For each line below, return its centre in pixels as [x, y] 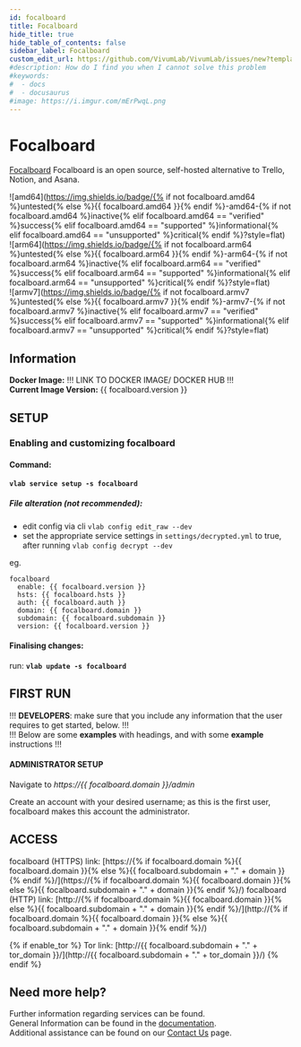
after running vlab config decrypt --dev [97, 545]
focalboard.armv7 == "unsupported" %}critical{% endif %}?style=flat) [139, 330]
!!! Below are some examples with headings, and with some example [137, 734]
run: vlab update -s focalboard [68, 665]
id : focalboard [38, 17]
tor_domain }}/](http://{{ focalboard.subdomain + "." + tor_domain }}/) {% [144, 955]
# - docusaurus [39, 92]
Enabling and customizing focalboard [92, 443]
